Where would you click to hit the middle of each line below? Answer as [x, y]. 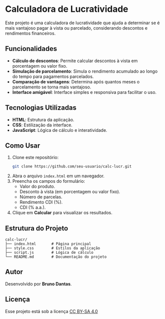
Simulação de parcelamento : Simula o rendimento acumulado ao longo [85, 71]
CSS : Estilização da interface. [42, 125]
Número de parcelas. [41, 197]
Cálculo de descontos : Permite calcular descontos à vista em [75, 61]
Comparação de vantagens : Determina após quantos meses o [76, 81]
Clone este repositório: [35, 158]
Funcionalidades [31, 49]
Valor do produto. [37, 187]
